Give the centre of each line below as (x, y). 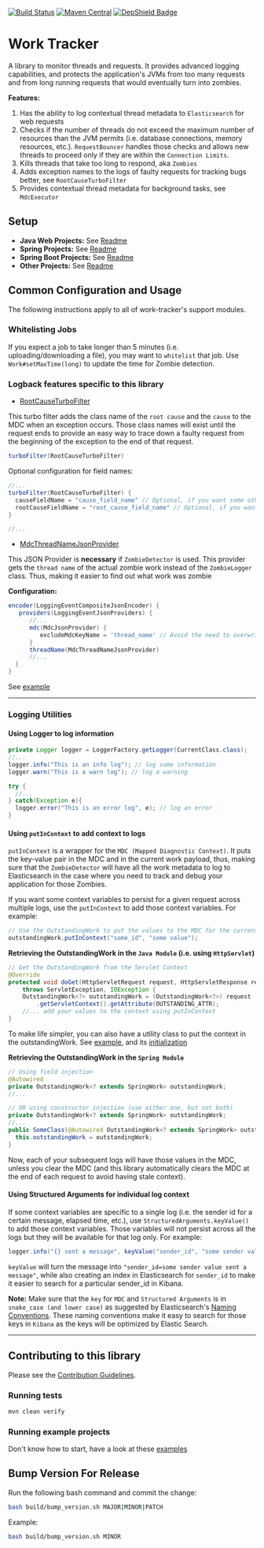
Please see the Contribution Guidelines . (72, 1375)
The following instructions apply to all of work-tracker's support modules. (127, 309)
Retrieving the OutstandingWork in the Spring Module (96, 1057)
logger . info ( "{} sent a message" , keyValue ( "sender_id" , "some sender (126, 1251)
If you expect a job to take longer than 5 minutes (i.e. (93, 347)
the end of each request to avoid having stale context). (97, 1176)
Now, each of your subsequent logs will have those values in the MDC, (123, 1160)
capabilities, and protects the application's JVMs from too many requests (126, 74)
